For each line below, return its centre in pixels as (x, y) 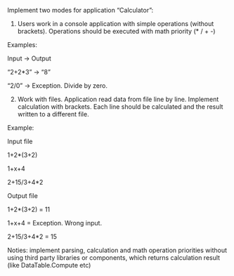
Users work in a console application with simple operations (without (116, 24)
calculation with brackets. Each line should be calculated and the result (120, 107)
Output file (23, 196)
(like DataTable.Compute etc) (49, 265)
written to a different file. (53, 114)
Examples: (22, 45)
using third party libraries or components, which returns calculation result (113, 258)
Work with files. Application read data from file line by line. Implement (118, 99)
